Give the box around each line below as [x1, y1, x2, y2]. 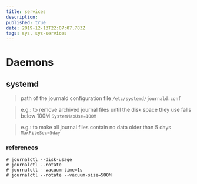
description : [6, 14, 38, 20]
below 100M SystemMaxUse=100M [20, 112, 97, 119]
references [6, 143, 38, 152]
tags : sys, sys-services [6, 31, 67, 36]
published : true [6, 19, 46, 25]
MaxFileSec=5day [20, 130, 61, 136]
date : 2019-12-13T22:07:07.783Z [6, 25, 85, 31]
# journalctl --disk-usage [6, 157, 72, 163]
